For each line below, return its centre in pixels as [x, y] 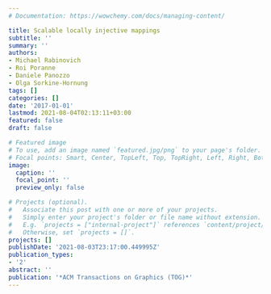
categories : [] [34, 98]
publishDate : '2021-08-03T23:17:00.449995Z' [84, 247]
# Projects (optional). [48, 203]
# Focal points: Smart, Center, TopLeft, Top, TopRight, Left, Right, [129, 157]
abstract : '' [30, 270]
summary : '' [28, 45]
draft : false [30, 128]
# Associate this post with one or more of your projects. [113, 210]
